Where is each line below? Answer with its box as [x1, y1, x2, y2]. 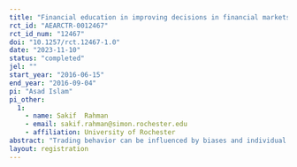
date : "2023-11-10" [9, 46, 81, 55]
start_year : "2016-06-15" [9, 71, 104, 80]
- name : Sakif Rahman [25, 111, 109, 120]
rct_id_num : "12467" [9, 29, 86, 38]
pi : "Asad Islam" [9, 87, 73, 95]
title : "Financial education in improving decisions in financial [9, 12, 259, 22]
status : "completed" [9, 54, 86, 63]
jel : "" [9, 63, 38, 72]
